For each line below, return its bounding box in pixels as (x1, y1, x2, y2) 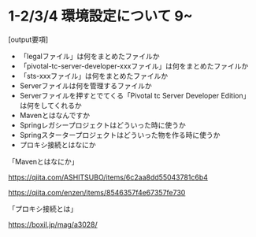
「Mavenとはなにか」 (8, 157, 79, 166)
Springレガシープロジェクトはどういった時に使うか (19, 120, 187, 130)
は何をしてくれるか (19, 100, 82, 110)
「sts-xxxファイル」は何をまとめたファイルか (19, 71, 169, 80)
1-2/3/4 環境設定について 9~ (8, 7, 193, 25)
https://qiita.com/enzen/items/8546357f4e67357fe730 (8, 187, 186, 197)
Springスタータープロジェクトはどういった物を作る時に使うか (19, 130, 221, 139)
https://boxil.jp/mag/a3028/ (8, 220, 98, 229)
